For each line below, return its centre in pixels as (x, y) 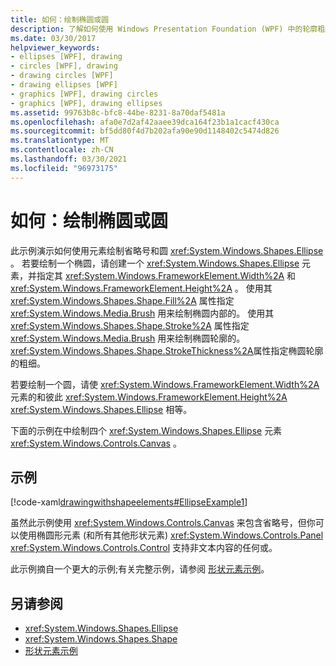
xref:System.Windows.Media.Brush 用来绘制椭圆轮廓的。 (128, 338)
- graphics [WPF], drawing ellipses (86, 103)
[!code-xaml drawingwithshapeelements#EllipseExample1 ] (129, 502)
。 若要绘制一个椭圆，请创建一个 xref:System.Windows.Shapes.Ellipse (155, 263)
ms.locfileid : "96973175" (64, 168)
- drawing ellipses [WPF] (64, 85)
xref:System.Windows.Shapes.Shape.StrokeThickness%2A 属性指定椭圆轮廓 (167, 350)
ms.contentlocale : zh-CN (62, 150)
